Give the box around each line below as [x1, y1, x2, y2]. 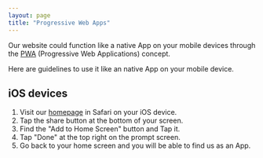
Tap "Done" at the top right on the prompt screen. [19, 133, 181, 142]
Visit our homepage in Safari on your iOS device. [19, 108, 177, 117]
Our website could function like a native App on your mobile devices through [8, 40, 256, 50]
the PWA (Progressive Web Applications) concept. [8, 49, 171, 58]
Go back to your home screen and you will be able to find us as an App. [19, 141, 251, 150]
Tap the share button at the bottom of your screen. [19, 116, 184, 126]
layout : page [8, 11, 51, 20]
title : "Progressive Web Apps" [8, 19, 111, 27]
